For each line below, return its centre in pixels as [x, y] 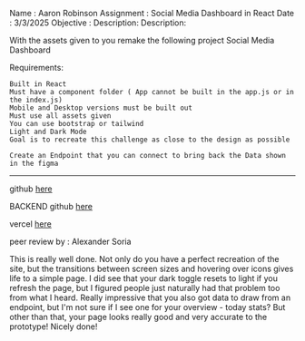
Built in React [38, 84]
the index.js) [36, 100]
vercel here [30, 224]
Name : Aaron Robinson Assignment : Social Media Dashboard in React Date [152, 13]
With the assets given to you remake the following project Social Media [142, 40]
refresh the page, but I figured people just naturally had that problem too [145, 288]
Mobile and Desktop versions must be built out [101, 108]
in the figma [34, 163]
